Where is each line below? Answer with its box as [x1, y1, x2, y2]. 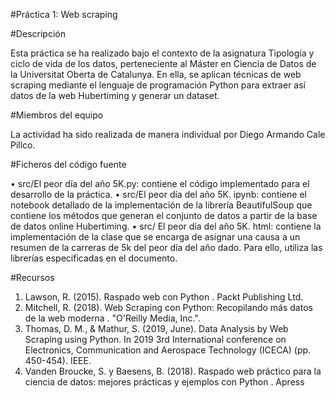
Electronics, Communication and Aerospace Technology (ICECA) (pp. [24, 344, 312, 356]
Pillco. [10, 139, 36, 151]
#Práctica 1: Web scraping [10, 9, 118, 20]
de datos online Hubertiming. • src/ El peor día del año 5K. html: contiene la [10, 220, 322, 232]
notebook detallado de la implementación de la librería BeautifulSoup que [10, 199, 313, 211]
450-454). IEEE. [24, 355, 92, 366]
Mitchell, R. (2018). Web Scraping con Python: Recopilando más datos [24, 302, 313, 313]
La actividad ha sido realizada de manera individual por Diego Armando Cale [10, 129, 326, 140]
